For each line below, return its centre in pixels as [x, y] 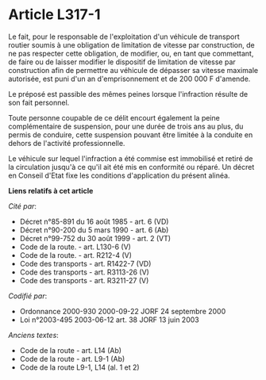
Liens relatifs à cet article [51, 190]
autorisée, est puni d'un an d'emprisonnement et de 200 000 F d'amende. [129, 79]
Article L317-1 [54, 15]
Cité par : [23, 206]
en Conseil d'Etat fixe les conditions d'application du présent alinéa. [119, 175]
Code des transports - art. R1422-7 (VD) [85, 263]
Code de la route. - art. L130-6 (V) [75, 247]
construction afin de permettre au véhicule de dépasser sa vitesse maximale [133, 70]
